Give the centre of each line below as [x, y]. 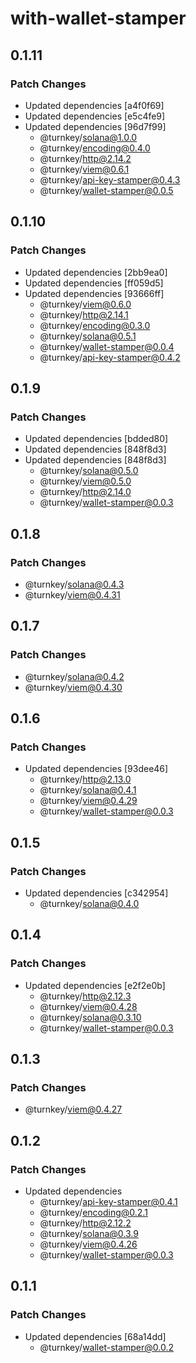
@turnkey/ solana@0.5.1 [88, 336]
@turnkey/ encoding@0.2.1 [93, 1213]
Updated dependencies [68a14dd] [95, 1336]
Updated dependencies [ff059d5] [94, 283]
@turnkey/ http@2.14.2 [85, 158]
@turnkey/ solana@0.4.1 [88, 790]
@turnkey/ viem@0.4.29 [88, 801]
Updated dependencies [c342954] [96, 893]
